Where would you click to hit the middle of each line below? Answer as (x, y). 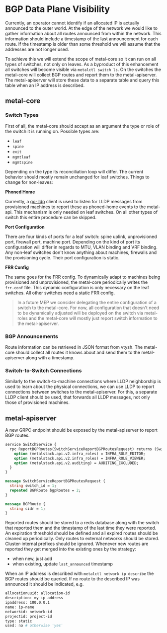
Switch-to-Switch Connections (43, 370)
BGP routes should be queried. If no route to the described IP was (73, 579)
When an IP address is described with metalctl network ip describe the (80, 574)
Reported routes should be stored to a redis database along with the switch (82, 523)
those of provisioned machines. (38, 402)
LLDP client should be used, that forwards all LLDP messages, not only (78, 397)
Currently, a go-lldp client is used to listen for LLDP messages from (74, 201)
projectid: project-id (29, 616)
